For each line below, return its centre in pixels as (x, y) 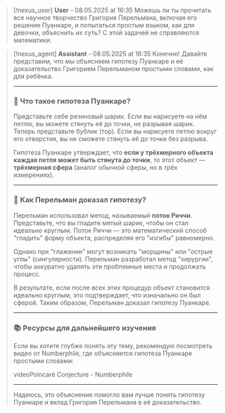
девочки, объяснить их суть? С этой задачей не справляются (106, 32)
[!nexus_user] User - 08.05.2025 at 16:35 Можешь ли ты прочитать (112, 10)
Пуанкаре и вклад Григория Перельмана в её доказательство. (107, 402)
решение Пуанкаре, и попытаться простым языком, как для (104, 25)
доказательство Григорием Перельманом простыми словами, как (113, 69)
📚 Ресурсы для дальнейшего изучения (84, 328)
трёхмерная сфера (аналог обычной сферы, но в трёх (95, 168)
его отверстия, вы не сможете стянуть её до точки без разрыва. (110, 139)
